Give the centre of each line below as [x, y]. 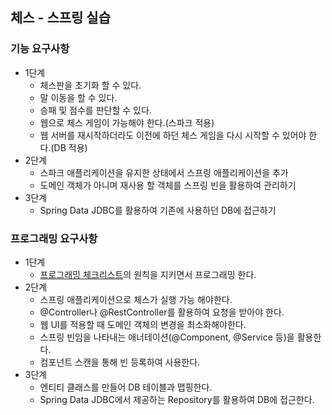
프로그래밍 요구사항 [54, 238]
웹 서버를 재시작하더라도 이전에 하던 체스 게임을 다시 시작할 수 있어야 [173, 135]
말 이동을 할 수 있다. [78, 97]
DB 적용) [70, 147]
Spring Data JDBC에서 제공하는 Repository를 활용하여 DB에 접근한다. [177, 399]
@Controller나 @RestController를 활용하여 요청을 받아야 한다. [162, 312]
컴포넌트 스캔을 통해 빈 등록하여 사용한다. [120, 362]
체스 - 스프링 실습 [60, 18]
